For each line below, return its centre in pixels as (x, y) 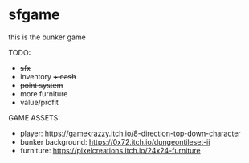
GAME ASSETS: (34, 117)
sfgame (34, 15)
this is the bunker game (47, 37)
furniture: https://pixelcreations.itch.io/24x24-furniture (110, 150)
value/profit (39, 102)
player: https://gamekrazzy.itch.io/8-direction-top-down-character (130, 133)
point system (41, 85)
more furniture (44, 93)
